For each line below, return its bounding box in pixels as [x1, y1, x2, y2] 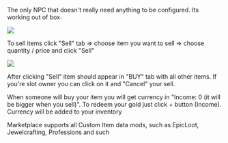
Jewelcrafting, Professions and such [7, 128, 110, 136]
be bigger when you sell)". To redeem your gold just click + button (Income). [7, 101, 222, 108]
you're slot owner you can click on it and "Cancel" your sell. [7, 80, 175, 88]
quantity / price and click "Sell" [7, 47, 95, 54]
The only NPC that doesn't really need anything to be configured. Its [7, 6, 199, 14]
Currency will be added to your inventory [7, 107, 122, 116]
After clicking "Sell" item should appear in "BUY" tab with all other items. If [7, 73, 217, 81]
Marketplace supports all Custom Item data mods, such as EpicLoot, [7, 121, 199, 129]
